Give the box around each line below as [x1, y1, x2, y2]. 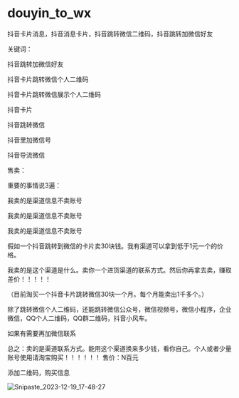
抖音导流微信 [7, 150, 45, 159]
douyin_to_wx [7, 5, 91, 21]
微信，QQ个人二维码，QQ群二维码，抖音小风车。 [7, 314, 152, 322]
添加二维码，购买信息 [7, 368, 70, 377]
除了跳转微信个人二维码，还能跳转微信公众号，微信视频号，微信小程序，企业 [7, 305, 232, 313]
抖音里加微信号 [7, 136, 51, 144]
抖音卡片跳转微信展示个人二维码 [7, 90, 101, 98]
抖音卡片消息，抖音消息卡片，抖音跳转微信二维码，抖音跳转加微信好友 [7, 29, 213, 38]
